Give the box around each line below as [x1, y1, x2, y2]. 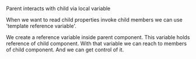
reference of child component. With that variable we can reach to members [6, 40, 187, 47]
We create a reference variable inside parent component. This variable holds [6, 34, 190, 40]
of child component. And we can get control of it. [6, 46, 124, 53]
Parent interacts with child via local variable [6, 5, 111, 12]
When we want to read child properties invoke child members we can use [6, 16, 183, 23]
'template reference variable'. [6, 23, 77, 29]
